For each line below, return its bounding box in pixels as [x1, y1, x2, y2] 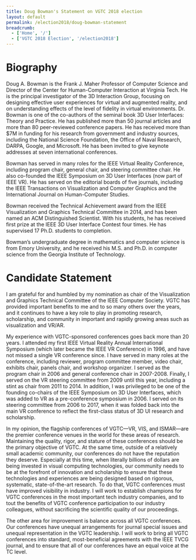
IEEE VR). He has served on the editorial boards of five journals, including [6, 178, 183, 185]
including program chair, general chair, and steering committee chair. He [6, 166, 180, 173]
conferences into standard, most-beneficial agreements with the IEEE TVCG [6, 535, 189, 542]
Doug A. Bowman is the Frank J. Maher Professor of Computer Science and [6, 80, 188, 87]
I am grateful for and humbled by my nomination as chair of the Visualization [6, 291, 190, 298]
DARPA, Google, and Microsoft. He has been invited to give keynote [6, 142, 169, 149]
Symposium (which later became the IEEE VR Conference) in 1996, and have [6, 345, 190, 352]
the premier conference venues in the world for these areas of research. [6, 431, 180, 438]
